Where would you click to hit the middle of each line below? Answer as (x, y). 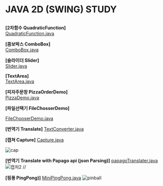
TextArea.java (20, 81)
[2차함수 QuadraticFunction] (36, 28)
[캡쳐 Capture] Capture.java (35, 139)
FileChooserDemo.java (29, 118)
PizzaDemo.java (22, 98)
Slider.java (16, 66)
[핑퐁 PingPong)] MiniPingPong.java (43, 178)
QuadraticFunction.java (30, 33)
